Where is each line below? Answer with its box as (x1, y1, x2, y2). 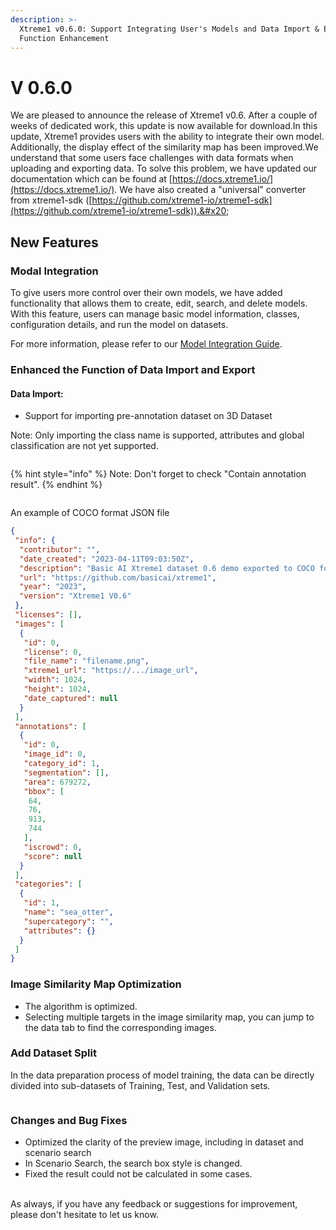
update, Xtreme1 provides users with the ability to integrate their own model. (10, 131, 325, 143)
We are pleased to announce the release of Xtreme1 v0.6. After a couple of (10, 109, 318, 121)
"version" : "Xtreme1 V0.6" (19, 591, 132, 601)
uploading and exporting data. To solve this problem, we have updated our (10, 162, 318, 175)
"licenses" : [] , (14, 610, 83, 620)
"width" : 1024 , (23, 675, 87, 685)
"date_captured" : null (23, 693, 118, 703)
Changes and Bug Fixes (10, 1113, 128, 1127)
